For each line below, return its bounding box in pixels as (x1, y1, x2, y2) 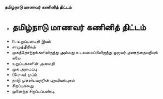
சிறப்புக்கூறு (11, 82, 34, 88)
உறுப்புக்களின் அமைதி (11, 60, 55, 66)
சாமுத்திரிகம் (11, 44, 36, 50)
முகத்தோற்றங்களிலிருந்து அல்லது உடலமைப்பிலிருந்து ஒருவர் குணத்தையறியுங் (11, 49, 158, 55)
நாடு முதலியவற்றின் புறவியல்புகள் (11, 77, 76, 83)
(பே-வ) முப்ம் (11, 71, 38, 77)
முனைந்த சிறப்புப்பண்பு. (11, 88, 55, 94)
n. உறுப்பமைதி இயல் (11, 38, 52, 44)
